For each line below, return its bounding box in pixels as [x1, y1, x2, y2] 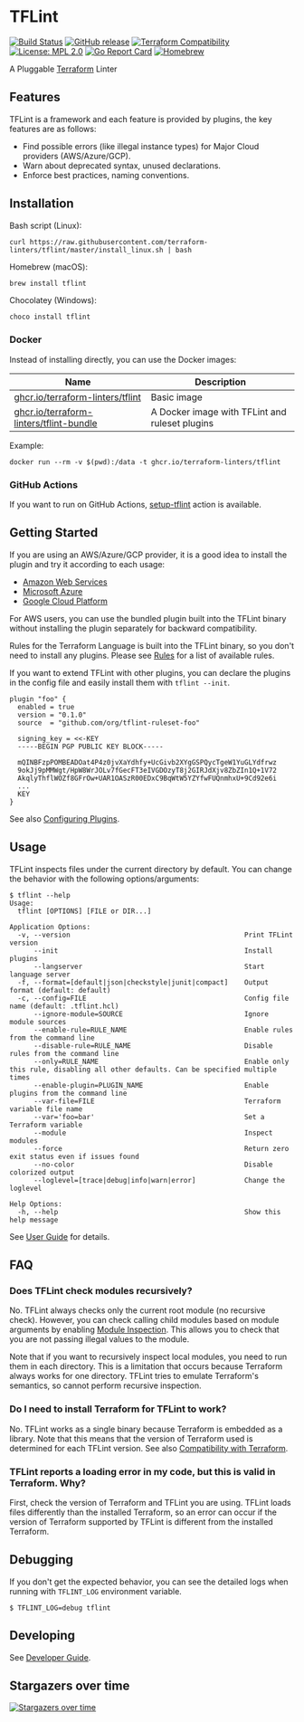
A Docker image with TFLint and [150, 405, 287, 418]
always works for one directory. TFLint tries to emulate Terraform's [9, 1371, 260, 1382]
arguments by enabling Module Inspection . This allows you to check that [9, 1324, 280, 1336]
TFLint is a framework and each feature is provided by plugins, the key [9, 113, 273, 124]
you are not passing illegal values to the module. [9, 1334, 190, 1345]
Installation [9, 196, 74, 212]
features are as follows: [9, 123, 97, 134]
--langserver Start [33, 962, 265, 971]
